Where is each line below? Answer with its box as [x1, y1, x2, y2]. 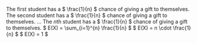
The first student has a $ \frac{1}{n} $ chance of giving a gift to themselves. [6, 6, 190, 12]
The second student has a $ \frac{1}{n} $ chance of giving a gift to [6, 12, 168, 19]
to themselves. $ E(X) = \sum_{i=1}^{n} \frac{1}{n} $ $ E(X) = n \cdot [6, 24, 172, 31]
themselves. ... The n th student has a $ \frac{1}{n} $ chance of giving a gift [6, 18, 188, 25]
